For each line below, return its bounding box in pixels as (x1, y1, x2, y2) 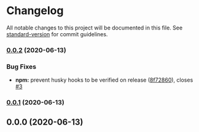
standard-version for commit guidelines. (6, 30, 108, 37)
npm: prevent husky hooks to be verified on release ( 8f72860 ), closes (15, 76, 193, 83)
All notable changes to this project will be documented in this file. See (6, 24, 183, 31)
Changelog (6, 4, 64, 18)
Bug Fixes (6, 62, 37, 71)
